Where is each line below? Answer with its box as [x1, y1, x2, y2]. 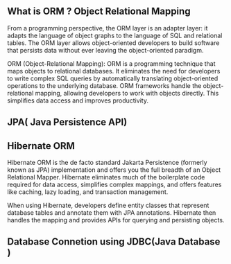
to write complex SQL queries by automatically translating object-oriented [7, 74, 219, 82]
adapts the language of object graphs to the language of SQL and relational [7, 31, 223, 39]
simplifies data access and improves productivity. [7, 96, 149, 105]
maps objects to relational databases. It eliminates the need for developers [7, 67, 221, 75]
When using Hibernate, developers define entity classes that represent [7, 201, 209, 210]
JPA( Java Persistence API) [7, 116, 128, 128]
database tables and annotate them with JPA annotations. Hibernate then [7, 209, 216, 217]
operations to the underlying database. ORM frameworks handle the [7, 81, 202, 89]
